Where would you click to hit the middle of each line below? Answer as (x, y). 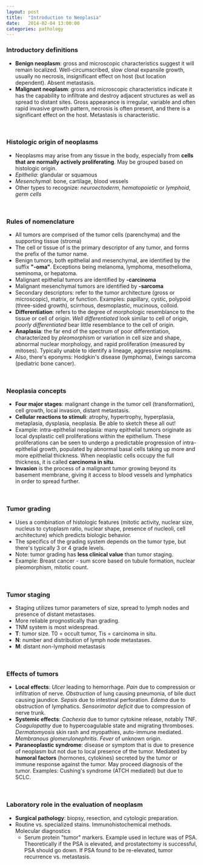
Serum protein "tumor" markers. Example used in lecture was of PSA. (111, 837)
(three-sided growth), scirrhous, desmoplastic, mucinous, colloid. (97, 306)
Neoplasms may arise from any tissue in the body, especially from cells (104, 155)
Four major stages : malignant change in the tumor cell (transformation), (105, 404)
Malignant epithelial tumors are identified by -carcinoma (85, 280)
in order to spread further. (47, 481)
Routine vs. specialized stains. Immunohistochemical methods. (93, 824)
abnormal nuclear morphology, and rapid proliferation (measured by (100, 344)
